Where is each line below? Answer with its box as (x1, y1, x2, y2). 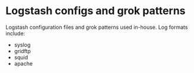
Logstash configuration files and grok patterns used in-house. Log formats (5, 24, 188, 31)
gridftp (14, 47, 31, 54)
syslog (14, 41, 31, 48)
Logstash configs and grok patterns (5, 4, 186, 18)
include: (5, 29, 26, 36)
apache (14, 60, 33, 67)
